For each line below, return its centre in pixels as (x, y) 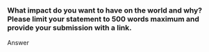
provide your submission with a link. (69, 28)
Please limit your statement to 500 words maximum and (103, 19)
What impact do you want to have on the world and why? (105, 10)
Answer (18, 43)
